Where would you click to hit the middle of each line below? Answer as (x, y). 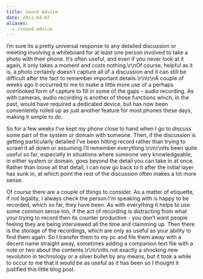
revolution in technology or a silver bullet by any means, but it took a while (99, 257)
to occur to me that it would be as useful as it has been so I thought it (93, 263)
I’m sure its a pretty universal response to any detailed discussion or (92, 46)
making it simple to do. (35, 117)
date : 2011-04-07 (28, 18)
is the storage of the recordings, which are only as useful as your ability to (99, 230)
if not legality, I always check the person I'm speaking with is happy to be (98, 198)
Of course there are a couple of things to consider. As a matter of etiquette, (100, 192)
